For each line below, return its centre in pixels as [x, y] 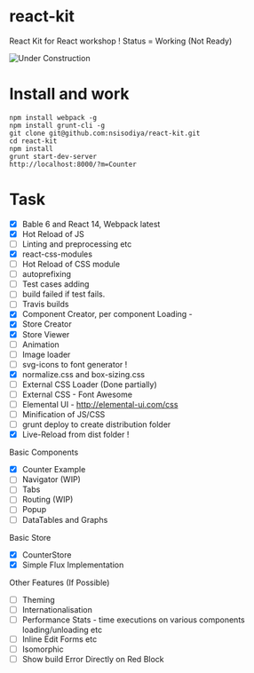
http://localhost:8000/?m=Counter [73, 164]
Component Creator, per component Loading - [107, 314]
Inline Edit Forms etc [60, 639]
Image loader [46, 354]
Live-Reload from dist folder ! [75, 435]
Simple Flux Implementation [73, 565]
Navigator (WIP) [52, 479]
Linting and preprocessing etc [77, 244]
